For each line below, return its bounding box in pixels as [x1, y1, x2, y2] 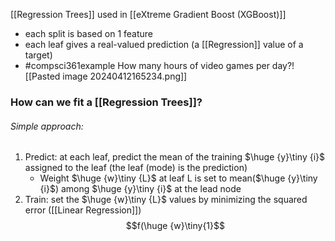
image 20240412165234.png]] [62, 70, 188, 82]
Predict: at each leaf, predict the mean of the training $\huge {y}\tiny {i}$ [24, 151, 325, 163]
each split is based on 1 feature [24, 28, 154, 39]
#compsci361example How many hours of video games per [24, 60, 270, 71]
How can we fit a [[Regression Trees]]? [10, 95, 203, 109]
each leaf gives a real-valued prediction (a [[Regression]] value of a [24, 39, 304, 50]
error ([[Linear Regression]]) [24, 204, 142, 216]
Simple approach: [10, 120, 84, 132]
